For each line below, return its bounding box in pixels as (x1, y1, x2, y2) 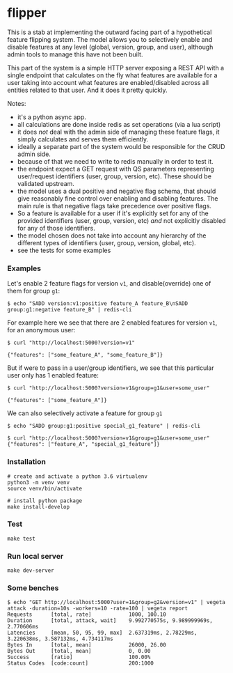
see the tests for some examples (17, 246, 111, 254)
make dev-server (7, 567, 54, 574)
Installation (7, 457, 47, 467)
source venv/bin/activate (7, 485, 82, 492)
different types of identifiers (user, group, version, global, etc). (17, 238, 196, 247)
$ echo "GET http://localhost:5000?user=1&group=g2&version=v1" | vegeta (7, 599, 226, 606)
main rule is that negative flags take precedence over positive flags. (17, 201, 212, 210)
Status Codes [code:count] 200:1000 (7, 660, 154, 667)
